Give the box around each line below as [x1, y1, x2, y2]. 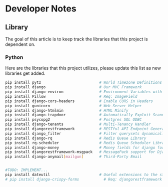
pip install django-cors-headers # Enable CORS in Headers [5, 98, 153, 104]
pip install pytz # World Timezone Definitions [5, 80, 162, 85]
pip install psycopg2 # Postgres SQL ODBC [5, 117, 142, 122]
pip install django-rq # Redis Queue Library [5, 136, 146, 141]
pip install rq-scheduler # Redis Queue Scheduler [5, 140, 151, 145]
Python [5, 53, 23, 60]
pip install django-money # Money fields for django [5, 145, 155, 150]
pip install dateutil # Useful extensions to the [5, 173, 157, 178]
